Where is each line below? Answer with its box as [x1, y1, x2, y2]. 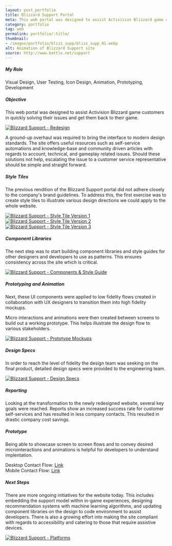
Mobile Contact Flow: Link [5, 468, 60, 474]
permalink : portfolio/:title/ [5, 31, 70, 36]
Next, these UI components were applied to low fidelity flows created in [5, 294, 156, 300]
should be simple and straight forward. [5, 162, 87, 168]
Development [5, 85, 34, 91]
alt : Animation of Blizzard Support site [5, 46, 95, 51]
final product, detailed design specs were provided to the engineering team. [5, 366, 165, 372]
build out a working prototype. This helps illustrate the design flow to [5, 320, 150, 326]
